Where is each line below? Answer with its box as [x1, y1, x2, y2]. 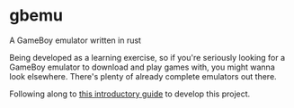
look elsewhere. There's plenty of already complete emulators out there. [9, 71, 277, 81]
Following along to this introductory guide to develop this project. [9, 88, 251, 99]
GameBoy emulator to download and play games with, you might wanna [9, 62, 276, 72]
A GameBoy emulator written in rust [9, 35, 142, 46]
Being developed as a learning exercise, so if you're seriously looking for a [9, 52, 286, 62]
